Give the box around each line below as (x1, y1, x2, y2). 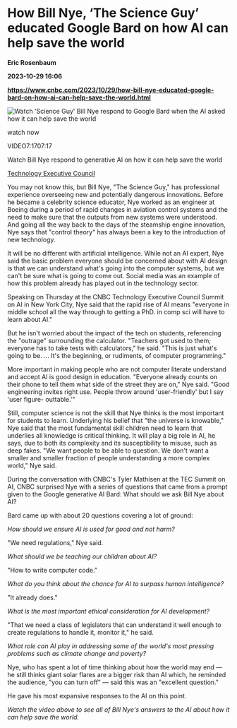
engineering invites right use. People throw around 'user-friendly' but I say (7, 387, 224, 396)
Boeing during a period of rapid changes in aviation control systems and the (7, 205, 228, 213)
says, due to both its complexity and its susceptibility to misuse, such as (7, 438, 217, 447)
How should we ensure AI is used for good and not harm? (7, 525, 175, 533)
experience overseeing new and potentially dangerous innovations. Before (7, 190, 224, 198)
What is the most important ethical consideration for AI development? (7, 607, 210, 615)
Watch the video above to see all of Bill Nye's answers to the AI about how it (7, 705, 230, 714)
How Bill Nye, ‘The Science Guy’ (7, 5, 200, 21)
